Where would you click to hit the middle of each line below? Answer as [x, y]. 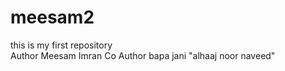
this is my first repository [61, 45]
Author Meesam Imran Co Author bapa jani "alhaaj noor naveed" [143, 55]
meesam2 [52, 17]
